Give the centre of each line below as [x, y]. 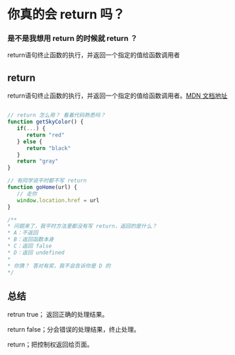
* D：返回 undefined [36, 252]
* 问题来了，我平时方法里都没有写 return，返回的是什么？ [82, 226]
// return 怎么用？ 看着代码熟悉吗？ [57, 115]
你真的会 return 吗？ [66, 14]
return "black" [48, 148]
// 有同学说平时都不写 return [47, 181]
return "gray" [38, 161]
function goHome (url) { [42, 187]
